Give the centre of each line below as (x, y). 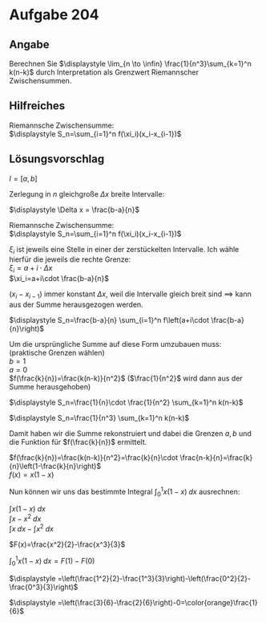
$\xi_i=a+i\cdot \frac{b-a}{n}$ (59, 279)
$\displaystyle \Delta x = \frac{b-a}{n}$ (75, 210)
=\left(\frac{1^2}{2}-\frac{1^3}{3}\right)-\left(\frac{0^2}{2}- (154, 579)
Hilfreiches (37, 106)
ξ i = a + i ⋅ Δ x (31, 269)
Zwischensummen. (40, 81)
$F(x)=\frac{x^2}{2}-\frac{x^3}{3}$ (67, 544)
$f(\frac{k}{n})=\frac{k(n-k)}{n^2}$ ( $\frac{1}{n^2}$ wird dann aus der (126, 378)
